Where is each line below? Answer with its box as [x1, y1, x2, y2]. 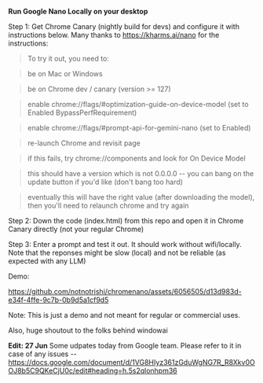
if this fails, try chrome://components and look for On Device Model [27, 153, 246, 163]
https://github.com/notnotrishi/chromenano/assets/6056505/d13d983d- [8, 287, 242, 296]
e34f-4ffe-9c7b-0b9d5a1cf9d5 [8, 295, 109, 304]
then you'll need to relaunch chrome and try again [27, 201, 189, 210]
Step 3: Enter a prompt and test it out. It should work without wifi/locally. [8, 240, 242, 249]
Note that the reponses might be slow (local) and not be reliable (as [8, 248, 226, 257]
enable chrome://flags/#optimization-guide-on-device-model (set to [27, 100, 249, 109]
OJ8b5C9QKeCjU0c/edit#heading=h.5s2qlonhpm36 [8, 366, 178, 375]
